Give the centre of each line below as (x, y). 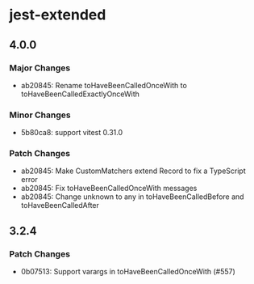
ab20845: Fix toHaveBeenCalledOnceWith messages (109, 189)
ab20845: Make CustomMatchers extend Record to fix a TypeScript (133, 171)
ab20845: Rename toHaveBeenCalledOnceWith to (104, 85)
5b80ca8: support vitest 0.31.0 (72, 133)
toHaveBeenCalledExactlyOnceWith (80, 94)
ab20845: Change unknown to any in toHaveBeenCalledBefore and (132, 197)
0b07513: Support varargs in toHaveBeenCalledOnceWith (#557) (128, 272)
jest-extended (58, 15)
